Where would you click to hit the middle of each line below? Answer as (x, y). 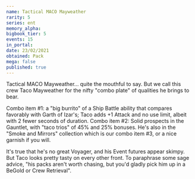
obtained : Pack (25, 56)
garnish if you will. (29, 140)
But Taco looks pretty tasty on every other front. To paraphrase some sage (98, 158)
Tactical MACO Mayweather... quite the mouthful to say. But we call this (94, 84)
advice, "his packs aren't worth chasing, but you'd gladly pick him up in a (96, 164)
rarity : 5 (18, 17)
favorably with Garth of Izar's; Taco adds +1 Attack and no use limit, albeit (97, 115)
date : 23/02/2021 (28, 51)
